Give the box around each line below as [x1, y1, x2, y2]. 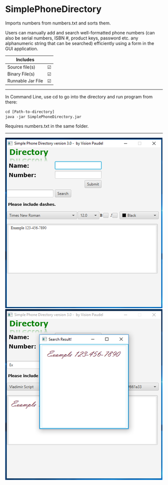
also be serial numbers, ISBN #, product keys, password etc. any [5, 35, 138, 41]
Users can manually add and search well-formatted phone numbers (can [5, 29, 155, 35]
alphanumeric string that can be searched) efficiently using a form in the [5, 40, 154, 46]
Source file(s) [7, 64, 36, 70]
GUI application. [5, 45, 38, 51]
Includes [15, 56, 35, 63]
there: [5, 99, 17, 105]
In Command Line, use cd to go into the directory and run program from [5, 93, 153, 99]
